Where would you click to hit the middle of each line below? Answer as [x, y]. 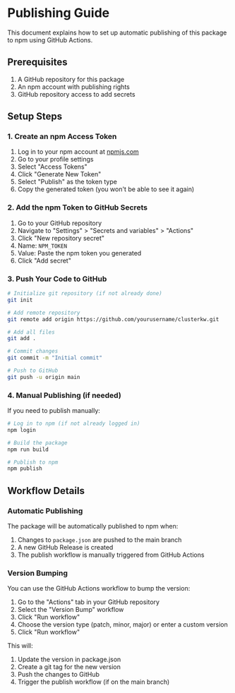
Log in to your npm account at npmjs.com [78, 152]
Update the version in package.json [69, 659]
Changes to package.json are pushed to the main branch [100, 540]
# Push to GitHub [33, 371]
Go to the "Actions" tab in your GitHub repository [89, 602]
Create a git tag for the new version [69, 667]
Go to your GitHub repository [60, 223]
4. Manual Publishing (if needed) [64, 395]
